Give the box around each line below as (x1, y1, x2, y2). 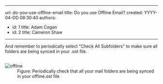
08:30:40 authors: (19, 15, 56, 20)
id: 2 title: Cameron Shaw (12, 30, 63, 35)
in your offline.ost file (17, 73, 60, 79)
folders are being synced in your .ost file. (5, 49, 87, 54)
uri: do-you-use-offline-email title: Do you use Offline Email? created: (5, 10, 143, 15)
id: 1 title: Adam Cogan (12, 24, 57, 30)
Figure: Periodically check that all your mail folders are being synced (17, 68, 154, 74)
